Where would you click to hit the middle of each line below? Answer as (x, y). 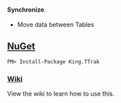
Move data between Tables (55, 25)
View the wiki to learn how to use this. (61, 94)
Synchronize (26, 10)
